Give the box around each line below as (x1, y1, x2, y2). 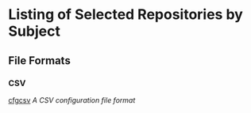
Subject (8, 22, 61, 40)
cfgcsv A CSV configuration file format (8, 95, 136, 104)
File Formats (8, 54, 71, 67)
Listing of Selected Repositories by (8, 6, 244, 24)
